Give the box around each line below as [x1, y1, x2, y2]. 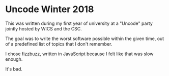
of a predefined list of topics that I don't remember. [5, 41, 112, 47]
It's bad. [5, 66, 23, 72]
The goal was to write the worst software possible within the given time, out [5, 35, 164, 42]
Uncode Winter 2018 [5, 4, 94, 15]
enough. [5, 56, 23, 62]
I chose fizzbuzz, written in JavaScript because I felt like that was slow [5, 51, 154, 57]
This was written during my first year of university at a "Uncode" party [5, 20, 153, 26]
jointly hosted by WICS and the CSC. [5, 25, 82, 31]
